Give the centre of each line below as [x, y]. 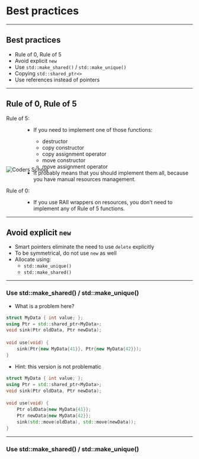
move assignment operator [75, 166]
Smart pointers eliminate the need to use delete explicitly [84, 247]
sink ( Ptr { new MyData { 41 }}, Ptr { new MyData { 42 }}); [79, 349]
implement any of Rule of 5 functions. [79, 208]
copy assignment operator [74, 154]
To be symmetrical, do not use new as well [66, 253]
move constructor [64, 160]
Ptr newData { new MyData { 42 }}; [54, 416]
